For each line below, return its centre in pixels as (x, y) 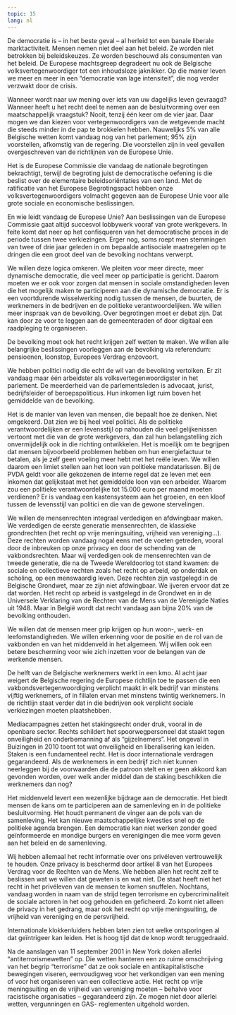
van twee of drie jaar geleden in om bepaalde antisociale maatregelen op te (117, 247)
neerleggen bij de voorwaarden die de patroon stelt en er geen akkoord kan (117, 769)
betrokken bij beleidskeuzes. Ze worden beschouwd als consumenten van (115, 55)
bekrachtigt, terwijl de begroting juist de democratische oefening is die (110, 173)
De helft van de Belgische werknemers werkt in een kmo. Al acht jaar (107, 672)
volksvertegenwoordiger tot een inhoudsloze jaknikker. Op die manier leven (117, 71)
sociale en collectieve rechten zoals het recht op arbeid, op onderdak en (112, 570)
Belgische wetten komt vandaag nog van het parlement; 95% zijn (102, 137)
